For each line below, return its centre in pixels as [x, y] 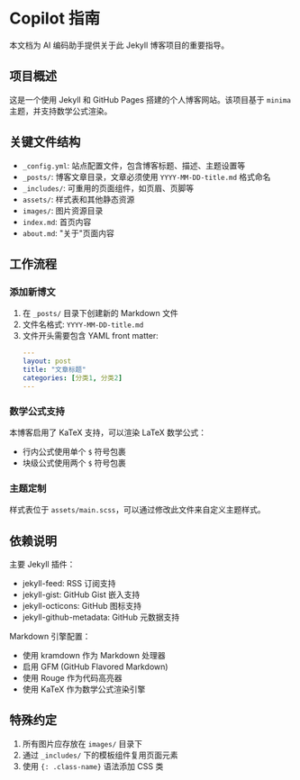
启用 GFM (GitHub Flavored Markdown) [95, 667]
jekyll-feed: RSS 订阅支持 [69, 584]
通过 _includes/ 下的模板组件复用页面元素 [100, 755]
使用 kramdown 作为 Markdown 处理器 [94, 656]
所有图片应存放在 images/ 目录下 [82, 743]
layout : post [47, 361]
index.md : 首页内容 [57, 222]
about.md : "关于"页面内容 [68, 233]
